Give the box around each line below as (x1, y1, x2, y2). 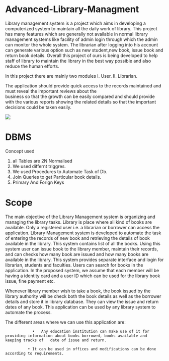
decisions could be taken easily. (5, 104, 72, 110)
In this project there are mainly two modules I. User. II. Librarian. (5, 73, 138, 79)
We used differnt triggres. (12, 163, 66, 169)
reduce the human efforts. (5, 63, 59, 69)
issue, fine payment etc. (5, 278, 55, 284)
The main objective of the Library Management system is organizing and (5, 214, 156, 220)
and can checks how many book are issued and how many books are (5, 251, 149, 257)
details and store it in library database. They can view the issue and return (5, 298, 159, 304)
